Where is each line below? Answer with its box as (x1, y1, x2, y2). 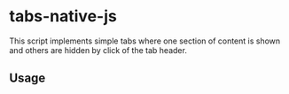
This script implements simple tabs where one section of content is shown (9, 35, 281, 46)
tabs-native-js (9, 6, 117, 27)
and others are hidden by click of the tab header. (9, 44, 188, 55)
